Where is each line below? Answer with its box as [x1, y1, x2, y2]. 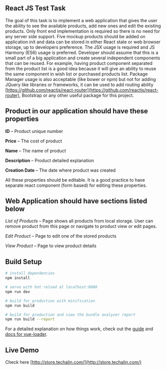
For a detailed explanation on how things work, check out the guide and [5, 326, 153, 332]
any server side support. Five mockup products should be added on [5, 33, 145, 39]
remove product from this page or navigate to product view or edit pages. [5, 224, 157, 230]
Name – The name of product [5, 147, 66, 154]
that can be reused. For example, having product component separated [5, 60, 153, 66]
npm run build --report [5, 317, 55, 322]
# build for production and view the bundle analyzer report [5, 312, 136, 317]
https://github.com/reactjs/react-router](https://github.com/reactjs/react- [7, 87, 159, 93]
